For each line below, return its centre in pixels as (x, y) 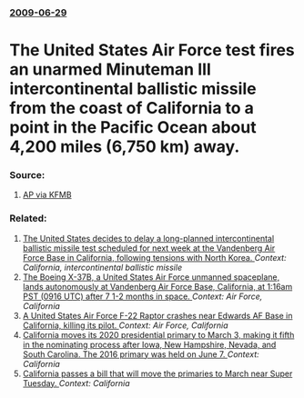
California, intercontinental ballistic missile (102, 267)
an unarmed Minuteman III (111, 70)
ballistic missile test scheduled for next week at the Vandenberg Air (149, 248)
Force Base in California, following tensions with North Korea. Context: (154, 257)
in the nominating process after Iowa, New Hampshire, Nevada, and (149, 344)
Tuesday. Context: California (76, 383)
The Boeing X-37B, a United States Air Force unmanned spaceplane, (151, 277)
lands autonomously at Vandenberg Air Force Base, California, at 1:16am (157, 286)
